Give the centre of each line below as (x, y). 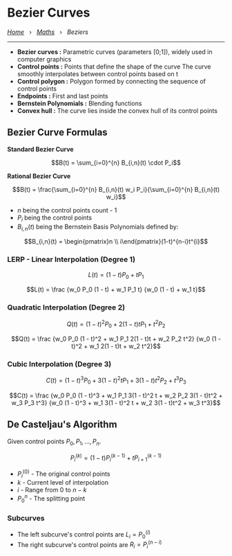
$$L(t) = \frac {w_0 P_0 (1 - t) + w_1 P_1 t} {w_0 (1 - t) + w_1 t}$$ (116, 289)
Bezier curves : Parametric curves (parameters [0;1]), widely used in (115, 52)
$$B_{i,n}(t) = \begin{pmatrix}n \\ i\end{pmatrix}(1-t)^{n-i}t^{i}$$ (116, 242)
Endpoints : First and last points (62, 96)
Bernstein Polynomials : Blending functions (79, 103)
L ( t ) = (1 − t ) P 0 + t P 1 (116, 275)
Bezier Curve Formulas (58, 133)
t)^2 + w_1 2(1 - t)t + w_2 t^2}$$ (116, 346)
